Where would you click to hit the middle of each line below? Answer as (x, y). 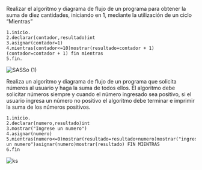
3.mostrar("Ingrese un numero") (47, 129)
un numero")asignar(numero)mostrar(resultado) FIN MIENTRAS (83, 144)
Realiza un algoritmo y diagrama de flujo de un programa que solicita (91, 81)
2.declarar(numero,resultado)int (48, 123)
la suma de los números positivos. (48, 107)
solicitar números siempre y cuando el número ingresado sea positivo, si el (99, 94)
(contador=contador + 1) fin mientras (55, 53)
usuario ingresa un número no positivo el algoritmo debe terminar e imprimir (100, 101)
